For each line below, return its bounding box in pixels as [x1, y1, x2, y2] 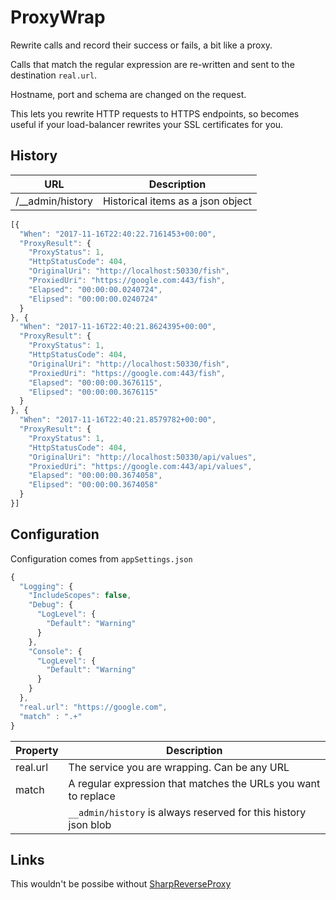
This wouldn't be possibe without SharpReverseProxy [10, 878, 232, 890]
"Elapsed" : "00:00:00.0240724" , [28, 284, 163, 295]
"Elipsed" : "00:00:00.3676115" [28, 387, 159, 397]
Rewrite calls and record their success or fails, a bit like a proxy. [10, 39, 273, 51]
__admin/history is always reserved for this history [68, 805, 307, 819]
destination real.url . [10, 69, 98, 81]
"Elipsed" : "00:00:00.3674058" [28, 480, 159, 490]
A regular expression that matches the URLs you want [68, 776, 321, 790]
